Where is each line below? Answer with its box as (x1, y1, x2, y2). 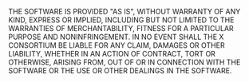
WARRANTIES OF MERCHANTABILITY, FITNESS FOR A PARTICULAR (8, 24, 234, 33)
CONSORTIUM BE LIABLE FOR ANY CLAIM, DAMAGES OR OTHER (8, 41, 225, 50)
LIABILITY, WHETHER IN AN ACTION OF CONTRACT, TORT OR (8, 49, 215, 58)
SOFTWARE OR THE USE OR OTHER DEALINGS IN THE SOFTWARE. (8, 66, 232, 75)
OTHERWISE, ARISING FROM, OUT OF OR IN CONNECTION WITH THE (8, 57, 241, 67)
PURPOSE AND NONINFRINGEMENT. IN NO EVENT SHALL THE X (8, 32, 224, 41)
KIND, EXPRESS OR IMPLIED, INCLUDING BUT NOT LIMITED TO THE (8, 15, 235, 25)
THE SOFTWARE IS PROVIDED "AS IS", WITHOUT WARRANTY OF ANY (8, 7, 241, 16)
